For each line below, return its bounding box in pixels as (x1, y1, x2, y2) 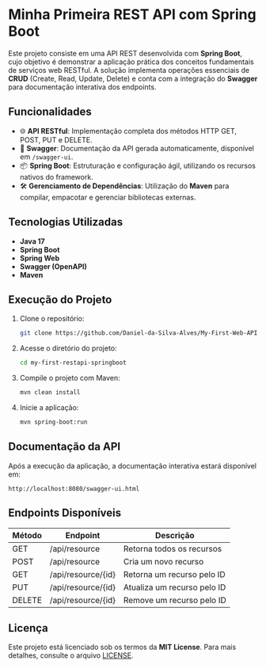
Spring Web (19, 253, 60, 263)
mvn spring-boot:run (19, 418, 88, 426)
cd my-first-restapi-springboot (19, 359, 127, 367)
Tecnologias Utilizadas (8, 215, 123, 229)
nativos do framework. (19, 172, 93, 181)
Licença (8, 621, 49, 635)
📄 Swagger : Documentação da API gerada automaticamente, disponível (19, 143, 255, 153)
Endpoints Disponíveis (8, 507, 121, 520)
